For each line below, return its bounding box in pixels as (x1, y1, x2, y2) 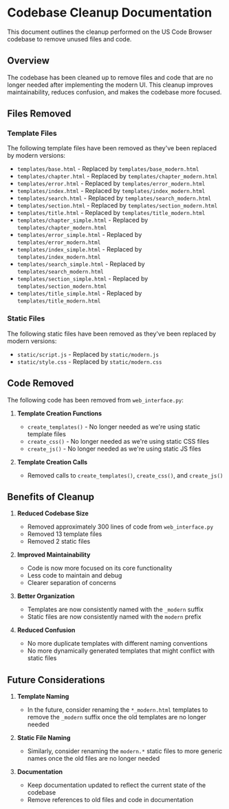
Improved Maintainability (17, 551, 91, 559)
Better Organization (17, 592, 75, 600)
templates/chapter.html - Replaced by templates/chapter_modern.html (17, 172, 218, 181)
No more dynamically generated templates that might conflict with (27, 646, 215, 655)
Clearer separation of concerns (27, 579, 117, 587)
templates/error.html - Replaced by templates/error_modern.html (17, 179, 206, 187)
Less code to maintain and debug (27, 571, 122, 580)
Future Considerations (7, 674, 105, 686)
